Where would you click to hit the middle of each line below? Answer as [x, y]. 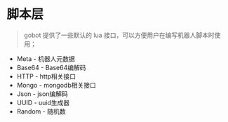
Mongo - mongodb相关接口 [56, 85]
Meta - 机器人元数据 [46, 59]
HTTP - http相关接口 [46, 76]
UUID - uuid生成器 [43, 102]
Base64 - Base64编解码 [51, 67]
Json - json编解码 [42, 94]
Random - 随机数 [41, 111]
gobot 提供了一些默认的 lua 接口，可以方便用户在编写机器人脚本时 [119, 35]
